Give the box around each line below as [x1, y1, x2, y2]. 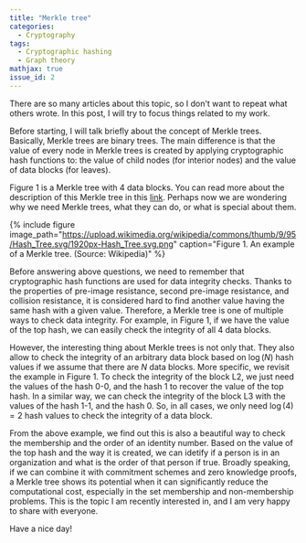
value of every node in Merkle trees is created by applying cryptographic [9, 144, 284, 155]
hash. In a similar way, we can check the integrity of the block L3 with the [9, 390, 286, 401]
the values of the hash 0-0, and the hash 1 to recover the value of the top [9, 380, 285, 391]
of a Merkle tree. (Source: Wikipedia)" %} [9, 248, 166, 259]
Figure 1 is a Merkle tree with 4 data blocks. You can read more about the [9, 182, 285, 193]
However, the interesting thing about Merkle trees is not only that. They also [9, 342, 295, 353]
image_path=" [9, 229, 63, 240]
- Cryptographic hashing [17, 48, 112, 57]
